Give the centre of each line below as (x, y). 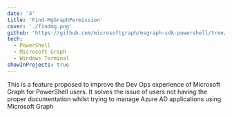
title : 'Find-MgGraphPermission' (55, 20)
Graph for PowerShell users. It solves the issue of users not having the (107, 92)
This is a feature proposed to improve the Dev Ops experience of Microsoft (114, 84)
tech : (15, 39)
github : (18, 33)
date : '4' (21, 13)
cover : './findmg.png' (40, 26)
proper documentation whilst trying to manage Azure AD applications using (114, 99)
